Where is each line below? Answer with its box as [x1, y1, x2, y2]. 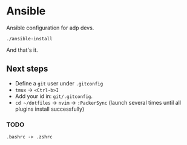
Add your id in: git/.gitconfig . [15, 92, 93, 100]
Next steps [6, 64, 48, 74]
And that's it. [6, 46, 38, 54]
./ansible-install [6, 35, 53, 42]
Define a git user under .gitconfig [15, 79, 103, 87]
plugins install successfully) [15, 105, 85, 113]
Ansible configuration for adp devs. [6, 24, 94, 31]
